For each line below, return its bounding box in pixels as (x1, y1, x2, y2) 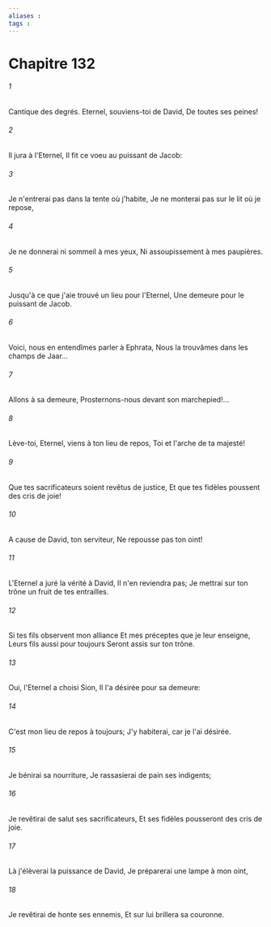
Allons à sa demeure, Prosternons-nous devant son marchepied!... (8, 395, 230, 405)
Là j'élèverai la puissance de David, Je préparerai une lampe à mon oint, (8, 866, 248, 876)
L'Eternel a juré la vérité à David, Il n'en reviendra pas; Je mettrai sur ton (8, 577, 248, 588)
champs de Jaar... (8, 350, 69, 361)
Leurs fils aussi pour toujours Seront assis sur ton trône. (8, 639, 195, 649)
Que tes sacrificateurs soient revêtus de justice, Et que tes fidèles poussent (8, 482, 260, 491)
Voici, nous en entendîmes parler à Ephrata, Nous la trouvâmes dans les (8, 342, 248, 352)
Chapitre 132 (8, 54, 95, 73)
